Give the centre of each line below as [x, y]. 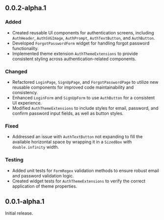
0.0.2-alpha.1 [26, 8]
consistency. [25, 92]
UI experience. [27, 103]
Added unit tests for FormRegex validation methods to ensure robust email [85, 171]
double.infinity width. [35, 147]
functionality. [25, 48]
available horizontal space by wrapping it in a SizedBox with [72, 142]
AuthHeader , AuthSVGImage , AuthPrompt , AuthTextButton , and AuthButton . [83, 38]
